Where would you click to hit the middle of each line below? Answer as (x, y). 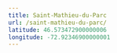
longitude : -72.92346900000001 (59, 37)
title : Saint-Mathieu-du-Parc (58, 15)
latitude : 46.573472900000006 (58, 30)
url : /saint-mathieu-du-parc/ (58, 23)
